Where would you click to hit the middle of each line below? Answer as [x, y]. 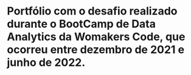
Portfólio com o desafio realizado [92, 11]
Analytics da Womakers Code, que [96, 37]
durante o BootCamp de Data [81, 24]
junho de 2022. [46, 63]
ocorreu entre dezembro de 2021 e [96, 50]
